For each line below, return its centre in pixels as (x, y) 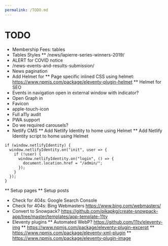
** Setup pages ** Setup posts (37, 190)
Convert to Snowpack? (36, 211)
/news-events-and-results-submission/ (53, 65)
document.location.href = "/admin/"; (63, 163)
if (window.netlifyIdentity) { (38, 145)
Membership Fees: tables (39, 49)
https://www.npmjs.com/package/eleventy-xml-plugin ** (72, 233)
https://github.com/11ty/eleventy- (128, 222)
